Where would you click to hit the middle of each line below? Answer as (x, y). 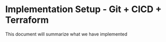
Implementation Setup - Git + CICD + (84, 9)
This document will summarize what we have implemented (66, 34)
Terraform (27, 20)
